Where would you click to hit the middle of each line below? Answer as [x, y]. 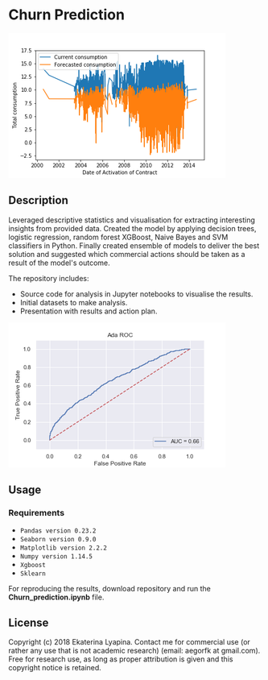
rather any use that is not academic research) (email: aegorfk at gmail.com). [134, 651]
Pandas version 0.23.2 [58, 531]
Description [38, 200]
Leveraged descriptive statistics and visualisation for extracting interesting [132, 220]
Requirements [37, 513]
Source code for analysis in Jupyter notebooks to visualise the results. [136, 294]
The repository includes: [49, 278]
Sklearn [33, 574]
